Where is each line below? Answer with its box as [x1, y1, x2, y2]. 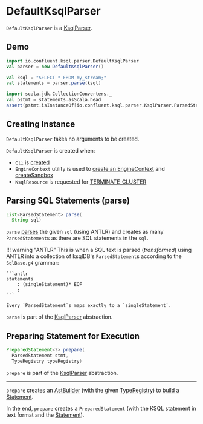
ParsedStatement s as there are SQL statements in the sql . [6, 234, 149, 242]
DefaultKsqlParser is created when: [6, 147, 95, 154]
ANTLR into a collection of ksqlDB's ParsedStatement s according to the [6, 253, 182, 260]
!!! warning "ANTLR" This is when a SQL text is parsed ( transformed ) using [6, 247, 192, 254]
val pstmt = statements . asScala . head [6, 97, 101, 103]
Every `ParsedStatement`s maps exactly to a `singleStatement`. [6, 303, 172, 309]
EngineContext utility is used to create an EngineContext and [14, 165, 165, 172]
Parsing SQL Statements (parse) [6, 196, 130, 206]
